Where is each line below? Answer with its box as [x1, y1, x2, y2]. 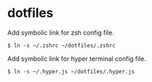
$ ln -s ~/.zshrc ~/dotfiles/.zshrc [7, 42, 116, 49]
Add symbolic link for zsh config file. [7, 28, 115, 37]
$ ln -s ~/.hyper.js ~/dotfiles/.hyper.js [7, 68, 135, 75]
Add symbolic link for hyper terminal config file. [7, 54, 147, 63]
